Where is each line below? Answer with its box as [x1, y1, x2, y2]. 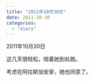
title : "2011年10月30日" [6, 8, 67, 15]
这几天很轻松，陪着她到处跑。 [6, 55, 81, 63]
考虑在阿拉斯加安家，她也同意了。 [6, 68, 92, 76]
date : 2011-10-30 [6, 14, 50, 20]
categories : [6, 20, 36, 26]
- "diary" [12, 25, 36, 32]
